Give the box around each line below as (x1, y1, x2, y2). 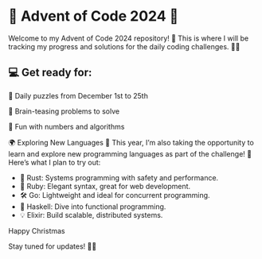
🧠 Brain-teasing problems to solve (8, 106, 120, 116)
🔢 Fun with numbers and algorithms (8, 122, 125, 131)
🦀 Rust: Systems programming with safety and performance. (19, 172, 219, 182)
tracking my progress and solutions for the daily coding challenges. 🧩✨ (8, 41, 240, 51)
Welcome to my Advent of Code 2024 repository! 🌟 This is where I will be (8, 33, 249, 43)
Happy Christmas (8, 226, 65, 235)
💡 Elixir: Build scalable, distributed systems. (19, 210, 163, 219)
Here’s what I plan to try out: (8, 157, 101, 167)
